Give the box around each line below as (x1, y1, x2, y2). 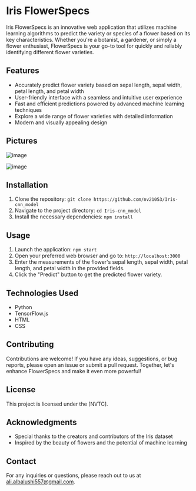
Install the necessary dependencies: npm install (14, 213, 134, 220)
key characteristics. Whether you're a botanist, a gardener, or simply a (6, 36, 177, 43)
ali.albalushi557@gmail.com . (6, 478, 75, 485)
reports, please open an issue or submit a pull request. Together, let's (6, 361, 175, 369)
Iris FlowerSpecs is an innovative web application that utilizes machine (6, 24, 177, 31)
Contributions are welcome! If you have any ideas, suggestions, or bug (6, 355, 178, 362)
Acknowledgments (6, 417, 78, 427)
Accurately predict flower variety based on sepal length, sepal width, (14, 81, 182, 88)
